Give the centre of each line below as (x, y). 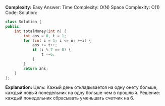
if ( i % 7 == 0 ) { (51, 50)
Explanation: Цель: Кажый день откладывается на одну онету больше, (81, 87)
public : (13, 26)
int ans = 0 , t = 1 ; (45, 36)
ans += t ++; (45, 45)
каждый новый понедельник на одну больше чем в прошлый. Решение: (83, 93)
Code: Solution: (21, 13)
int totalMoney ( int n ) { (40, 31)
